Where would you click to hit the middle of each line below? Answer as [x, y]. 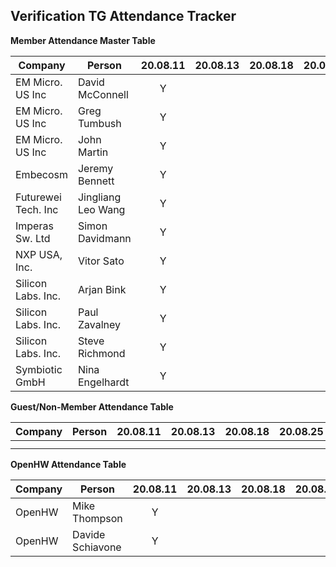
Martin [93, 152]
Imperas [34, 226]
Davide [89, 534]
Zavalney [99, 324]
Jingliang [99, 197]
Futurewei [38, 197]
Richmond [101, 353]
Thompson [97, 518]
